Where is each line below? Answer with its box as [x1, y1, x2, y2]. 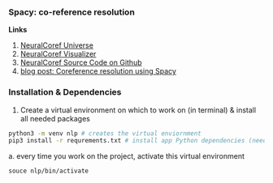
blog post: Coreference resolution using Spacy [19, 66, 177, 76]
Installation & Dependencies [8, 87, 122, 98]
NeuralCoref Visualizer [19, 49, 97, 59]
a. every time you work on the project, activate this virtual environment [8, 151, 245, 161]
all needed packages [19, 113, 91, 123]
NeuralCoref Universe [19, 40, 93, 50]
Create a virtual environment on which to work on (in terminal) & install [19, 104, 257, 115]
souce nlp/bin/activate [8, 167, 89, 176]
